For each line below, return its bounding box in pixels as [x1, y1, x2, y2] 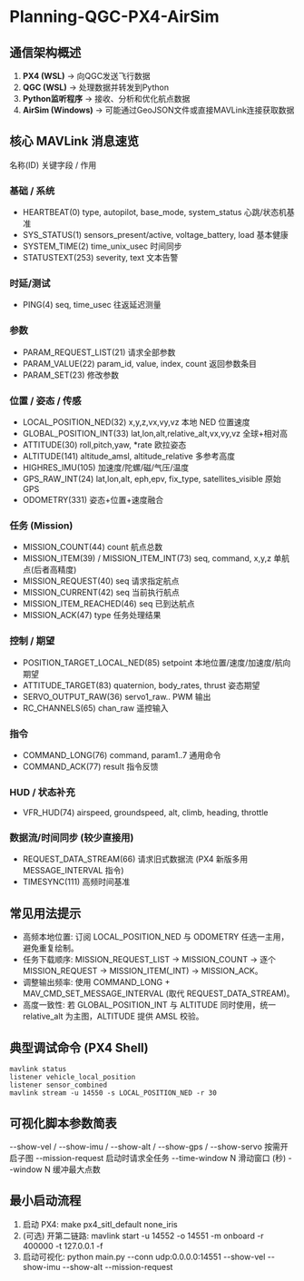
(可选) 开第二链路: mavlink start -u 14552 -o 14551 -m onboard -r [22, 1230, 265, 1241]
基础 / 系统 [9, 184, 55, 197]
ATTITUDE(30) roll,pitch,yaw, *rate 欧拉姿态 [22, 439, 187, 450]
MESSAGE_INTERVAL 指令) [22, 865, 124, 876]
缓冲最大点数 [53, 1164, 102, 1175]
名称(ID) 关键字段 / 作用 [9, 159, 97, 170]
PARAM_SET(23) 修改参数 [22, 370, 120, 380]
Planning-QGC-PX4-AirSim [9, 6, 220, 27]
